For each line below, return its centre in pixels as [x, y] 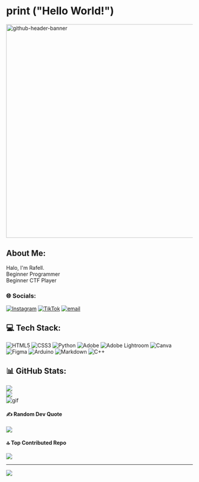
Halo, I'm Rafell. [25, 267]
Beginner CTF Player [31, 280]
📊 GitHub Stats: [36, 371]
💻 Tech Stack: [33, 328]
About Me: [26, 253]
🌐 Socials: [21, 295]
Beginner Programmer [33, 274]
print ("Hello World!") [60, 11]
